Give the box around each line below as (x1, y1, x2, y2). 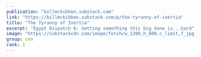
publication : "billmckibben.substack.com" (6, 8, 114, 15)
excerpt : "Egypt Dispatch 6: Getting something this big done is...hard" (6, 25, 195, 31)
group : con (6, 36, 34, 42)
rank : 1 (6, 42, 26, 48)
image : (6, 31, 23, 37)
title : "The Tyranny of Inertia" (6, 20, 90, 26)
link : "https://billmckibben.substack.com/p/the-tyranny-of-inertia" (6, 14, 184, 20)
